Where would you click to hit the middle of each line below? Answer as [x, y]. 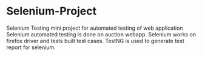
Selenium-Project [52, 11]
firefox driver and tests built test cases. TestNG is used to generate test [95, 41]
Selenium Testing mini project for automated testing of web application [95, 28]
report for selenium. [31, 47]
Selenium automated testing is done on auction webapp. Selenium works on [101, 34]
